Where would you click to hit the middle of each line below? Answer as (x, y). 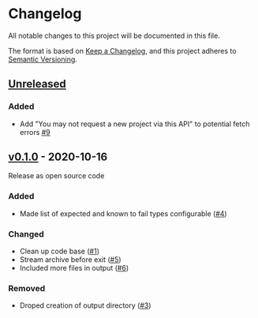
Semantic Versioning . (43, 59)
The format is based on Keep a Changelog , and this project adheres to (122, 51)
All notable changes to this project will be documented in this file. (114, 36)
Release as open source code (56, 176)
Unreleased (37, 84)
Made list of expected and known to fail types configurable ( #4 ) (123, 213)
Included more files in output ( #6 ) (74, 268)
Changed (26, 234)
